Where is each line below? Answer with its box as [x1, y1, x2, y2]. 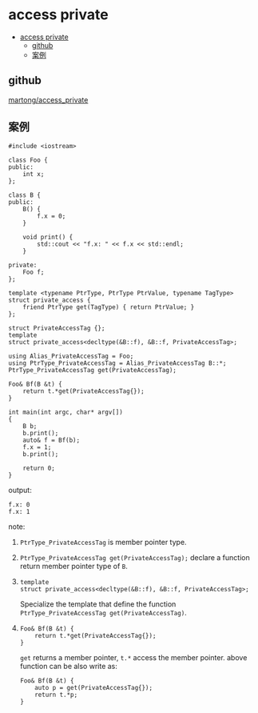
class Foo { [8, 156, 48, 164]
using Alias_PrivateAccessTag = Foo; [8, 352, 134, 360]
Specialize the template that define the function [19, 599, 177, 609]
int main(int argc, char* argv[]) [8, 408, 124, 416]
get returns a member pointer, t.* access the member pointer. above [19, 652, 248, 662]
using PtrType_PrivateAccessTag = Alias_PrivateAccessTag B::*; [8, 359, 227, 367]
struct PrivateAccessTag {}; [8, 324, 105, 332]
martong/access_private [8, 94, 89, 105]
